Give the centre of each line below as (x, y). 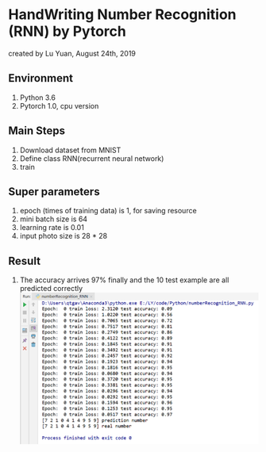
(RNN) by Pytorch (67, 31)
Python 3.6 (37, 98)
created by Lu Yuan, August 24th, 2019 (72, 53)
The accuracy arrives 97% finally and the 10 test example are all (124, 280)
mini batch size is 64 (54, 219)
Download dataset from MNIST (70, 150)
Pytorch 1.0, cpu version (59, 105)
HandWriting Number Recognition (122, 15)
